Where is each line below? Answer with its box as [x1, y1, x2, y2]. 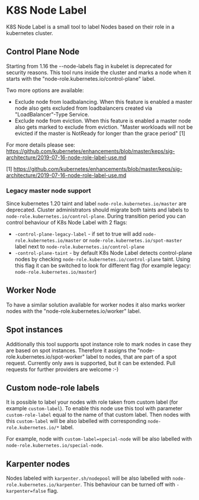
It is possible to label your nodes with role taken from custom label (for [6, 398, 178, 406]
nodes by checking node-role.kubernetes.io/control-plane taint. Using [14, 256, 191, 263]
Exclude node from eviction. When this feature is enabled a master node [14, 117, 191, 124]
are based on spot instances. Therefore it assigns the [6, 347, 136, 354]
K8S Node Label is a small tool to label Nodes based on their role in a [6, 23, 175, 30]
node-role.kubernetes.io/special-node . [6, 442, 104, 449]
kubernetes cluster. [6, 29, 53, 36]
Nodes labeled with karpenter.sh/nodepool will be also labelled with [6, 474, 172, 482]
